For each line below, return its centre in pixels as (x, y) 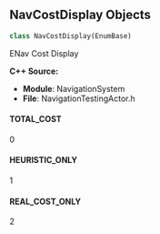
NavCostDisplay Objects (80, 15)
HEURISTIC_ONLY (43, 160)
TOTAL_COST (35, 119)
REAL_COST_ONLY (45, 201)
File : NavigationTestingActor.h (79, 98)
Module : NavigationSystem (74, 88)
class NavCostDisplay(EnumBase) (70, 36)
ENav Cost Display (44, 53)
